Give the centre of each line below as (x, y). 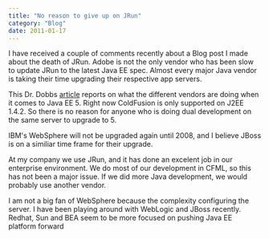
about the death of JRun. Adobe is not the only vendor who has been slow (131, 62)
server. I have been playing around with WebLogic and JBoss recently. (125, 209)
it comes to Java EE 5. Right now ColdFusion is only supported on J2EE (126, 103)
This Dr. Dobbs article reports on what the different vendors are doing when (134, 95)
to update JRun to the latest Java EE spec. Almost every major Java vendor (132, 71)
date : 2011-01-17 (37, 30)
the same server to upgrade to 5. (63, 120)
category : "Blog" (37, 23)
